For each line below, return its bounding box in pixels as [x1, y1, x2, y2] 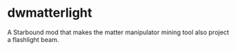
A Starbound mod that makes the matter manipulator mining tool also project [7, 28, 230, 36]
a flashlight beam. [7, 35, 60, 43]
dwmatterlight [7, 5, 93, 21]
